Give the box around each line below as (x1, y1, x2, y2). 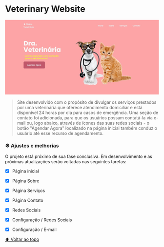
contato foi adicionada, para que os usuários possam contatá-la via (17, 114, 153, 120)
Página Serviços (12, 188, 45, 193)
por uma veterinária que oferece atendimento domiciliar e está (17, 104, 143, 110)
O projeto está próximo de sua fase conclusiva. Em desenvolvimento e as (5, 153, 152, 159)
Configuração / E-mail (12, 227, 57, 232)
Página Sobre (12, 178, 40, 184)
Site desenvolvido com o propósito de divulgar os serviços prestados (17, 99, 157, 105)
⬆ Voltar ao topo (5, 236, 40, 242)
